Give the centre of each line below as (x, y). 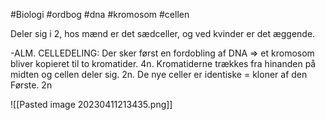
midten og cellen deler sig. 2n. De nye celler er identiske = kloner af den (159, 74)
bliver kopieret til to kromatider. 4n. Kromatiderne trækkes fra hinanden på (163, 63)
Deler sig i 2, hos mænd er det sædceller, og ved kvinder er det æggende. (163, 33)
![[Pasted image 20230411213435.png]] (91, 104)
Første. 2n (31, 85)
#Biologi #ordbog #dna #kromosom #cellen (100, 14)
